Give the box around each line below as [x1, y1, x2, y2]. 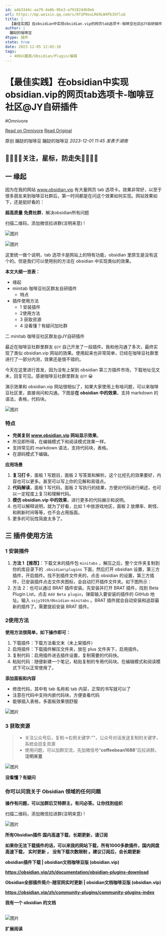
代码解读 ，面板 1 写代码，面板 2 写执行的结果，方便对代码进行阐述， [12, 484, 153, 490]
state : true [5, 40, 30, 45]
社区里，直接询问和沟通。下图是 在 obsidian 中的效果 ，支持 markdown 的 [9, 390, 159, 396]
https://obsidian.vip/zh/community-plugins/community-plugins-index [5, 889, 155, 895]
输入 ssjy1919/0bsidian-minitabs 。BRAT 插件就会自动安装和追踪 [21, 597, 155, 603]
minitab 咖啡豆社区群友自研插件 [12, 285, 77, 291]
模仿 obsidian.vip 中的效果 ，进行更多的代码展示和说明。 [12, 497, 128, 503]
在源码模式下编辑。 [12, 451, 52, 457]
